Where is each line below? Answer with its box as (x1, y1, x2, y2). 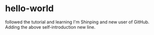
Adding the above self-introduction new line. (5, 24, 96, 30)
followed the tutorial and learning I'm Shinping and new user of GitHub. (5, 19, 150, 25)
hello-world (5, 3, 54, 14)
